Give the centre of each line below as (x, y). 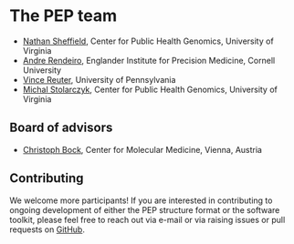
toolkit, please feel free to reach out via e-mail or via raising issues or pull (147, 219)
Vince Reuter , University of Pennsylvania (99, 79)
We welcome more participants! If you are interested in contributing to (141, 200)
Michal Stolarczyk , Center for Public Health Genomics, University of (150, 89)
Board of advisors (61, 128)
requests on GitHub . (47, 229)
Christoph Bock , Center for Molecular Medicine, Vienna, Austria (142, 149)
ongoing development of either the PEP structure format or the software (145, 209)
